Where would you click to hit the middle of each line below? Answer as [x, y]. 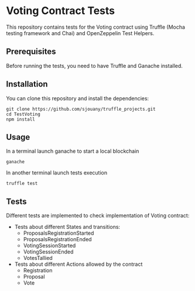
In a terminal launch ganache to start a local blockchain [73, 151]
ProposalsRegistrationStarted [59, 233]
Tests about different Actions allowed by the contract [78, 264]
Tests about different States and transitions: [67, 227]
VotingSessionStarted [49, 246]
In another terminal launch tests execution [57, 173]
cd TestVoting [23, 114]
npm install [20, 119]
